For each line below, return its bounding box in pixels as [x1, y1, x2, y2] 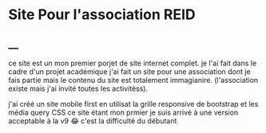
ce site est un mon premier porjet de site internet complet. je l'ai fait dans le [8, 58, 257, 68]
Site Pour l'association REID [8, 6, 196, 24]
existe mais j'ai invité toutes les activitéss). [8, 84, 149, 93]
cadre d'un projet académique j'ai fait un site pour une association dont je [8, 67, 251, 76]
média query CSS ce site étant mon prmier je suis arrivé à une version [8, 108, 239, 117]
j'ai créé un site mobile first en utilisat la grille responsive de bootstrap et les [8, 100, 259, 108]
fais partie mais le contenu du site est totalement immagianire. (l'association [8, 76, 259, 84]
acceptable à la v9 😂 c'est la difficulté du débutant [8, 116, 177, 125]
